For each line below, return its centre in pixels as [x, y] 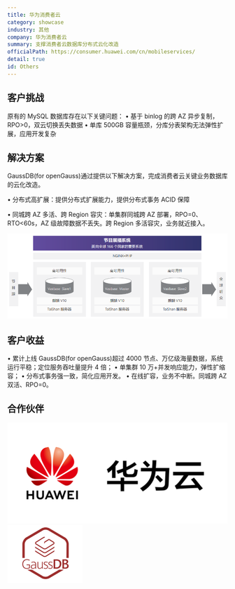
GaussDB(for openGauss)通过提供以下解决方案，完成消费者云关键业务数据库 [117, 176]
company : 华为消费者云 [37, 37]
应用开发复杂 [38, 133]
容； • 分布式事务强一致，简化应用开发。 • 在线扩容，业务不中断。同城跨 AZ [117, 376]
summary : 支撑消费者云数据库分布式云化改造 [63, 45]
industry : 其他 [28, 29]
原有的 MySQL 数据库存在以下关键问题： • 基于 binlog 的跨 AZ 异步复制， [113, 116]
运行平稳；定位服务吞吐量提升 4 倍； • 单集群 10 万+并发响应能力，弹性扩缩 [116, 367]
